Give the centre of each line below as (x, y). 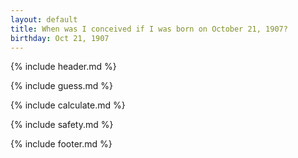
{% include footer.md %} (61, 144)
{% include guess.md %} (61, 86)
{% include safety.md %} (62, 125)
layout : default (44, 19)
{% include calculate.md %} (68, 105)
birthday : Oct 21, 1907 (60, 38)
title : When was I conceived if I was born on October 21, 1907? (149, 29)
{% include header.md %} (63, 67)
